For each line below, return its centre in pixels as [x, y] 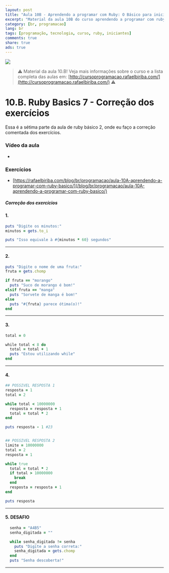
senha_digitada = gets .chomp [45, 551]
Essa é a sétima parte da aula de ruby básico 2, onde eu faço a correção [80, 127]
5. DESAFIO [17, 517]
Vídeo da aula [22, 145]
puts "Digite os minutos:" [33, 226]
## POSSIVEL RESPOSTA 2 [30, 441]
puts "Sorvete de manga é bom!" [44, 295]
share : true [18, 43]
